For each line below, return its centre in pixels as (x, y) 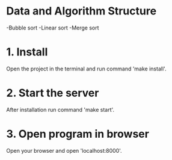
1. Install (27, 52)
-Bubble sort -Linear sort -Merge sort (53, 28)
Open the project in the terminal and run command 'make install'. (86, 69)
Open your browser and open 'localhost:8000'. (64, 150)
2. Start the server (53, 93)
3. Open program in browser (78, 134)
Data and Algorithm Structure (81, 11)
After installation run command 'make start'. (60, 109)
